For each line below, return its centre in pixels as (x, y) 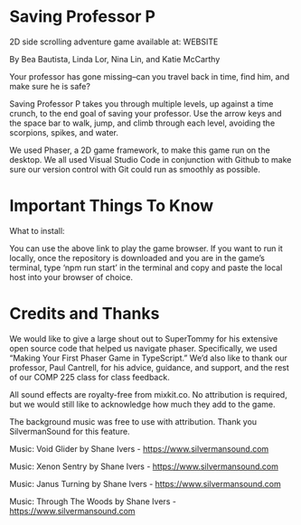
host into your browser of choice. (71, 277)
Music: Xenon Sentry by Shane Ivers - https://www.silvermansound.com (144, 466)
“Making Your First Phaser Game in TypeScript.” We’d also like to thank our (148, 358)
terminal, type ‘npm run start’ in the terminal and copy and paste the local (146, 267)
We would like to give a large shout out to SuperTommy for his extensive (144, 338)
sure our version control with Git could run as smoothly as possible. (135, 169)
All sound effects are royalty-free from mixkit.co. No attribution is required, (148, 394)
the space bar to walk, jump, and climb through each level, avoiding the (142, 123)
